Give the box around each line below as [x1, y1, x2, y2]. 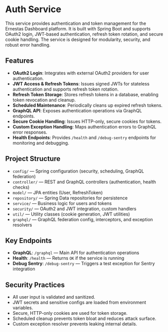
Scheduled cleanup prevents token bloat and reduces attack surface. [12, 315, 156, 322]
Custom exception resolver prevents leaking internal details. [12, 321, 138, 327]
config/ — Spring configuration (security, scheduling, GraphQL [12, 168, 144, 174]
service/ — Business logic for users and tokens [12, 200, 112, 206]
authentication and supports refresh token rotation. [12, 86, 119, 92]
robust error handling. [5, 41, 51, 48]
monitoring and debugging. [12, 140, 70, 146]
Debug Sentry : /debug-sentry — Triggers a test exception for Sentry [12, 261, 155, 267]
